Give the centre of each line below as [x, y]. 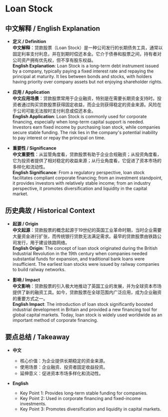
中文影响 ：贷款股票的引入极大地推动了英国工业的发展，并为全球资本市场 [87, 286]
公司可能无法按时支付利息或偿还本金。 [56, 111]
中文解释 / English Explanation [53, 28]
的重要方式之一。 [30, 298]
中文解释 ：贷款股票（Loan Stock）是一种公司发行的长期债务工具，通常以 [87, 48]
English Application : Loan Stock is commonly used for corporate [79, 116]
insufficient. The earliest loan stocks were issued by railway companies [86, 264]
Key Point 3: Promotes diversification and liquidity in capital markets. [90, 409]
